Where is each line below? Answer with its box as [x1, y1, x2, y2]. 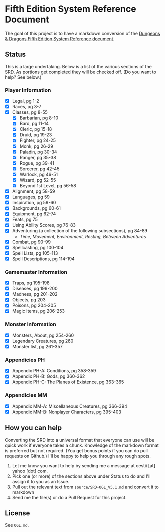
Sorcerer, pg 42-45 [19, 166, 60, 172]
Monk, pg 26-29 [19, 143, 54, 149]
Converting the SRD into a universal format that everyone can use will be [5, 437, 155, 443]
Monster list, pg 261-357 [12, 343, 63, 349]
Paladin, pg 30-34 [19, 149, 57, 155]
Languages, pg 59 [12, 194, 50, 200]
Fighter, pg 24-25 [19, 137, 56, 143]
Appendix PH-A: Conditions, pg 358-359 [12, 368, 96, 374]
